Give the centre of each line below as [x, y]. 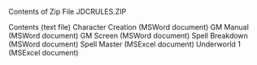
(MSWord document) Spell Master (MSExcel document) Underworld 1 [125, 44]
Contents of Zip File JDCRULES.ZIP [68, 12]
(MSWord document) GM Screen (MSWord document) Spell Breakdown [128, 36]
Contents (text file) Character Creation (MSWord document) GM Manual [129, 27]
